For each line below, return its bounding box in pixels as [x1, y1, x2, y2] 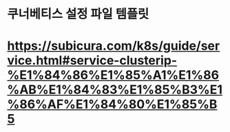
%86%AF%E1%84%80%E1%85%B [7, 97, 218, 112]
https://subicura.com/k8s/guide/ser [7, 38, 220, 54]
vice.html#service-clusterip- [7, 53, 178, 69]
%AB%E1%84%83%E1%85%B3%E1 [7, 82, 222, 98]
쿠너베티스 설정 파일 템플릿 [7, 6, 149, 22]
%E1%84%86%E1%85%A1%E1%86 [7, 67, 219, 83]
